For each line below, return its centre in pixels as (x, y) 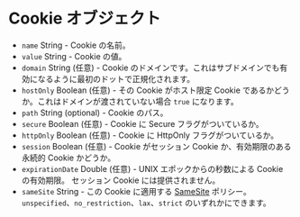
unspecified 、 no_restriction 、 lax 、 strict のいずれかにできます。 (146, 203)
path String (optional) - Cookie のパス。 (95, 113)
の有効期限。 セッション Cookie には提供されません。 (121, 180)
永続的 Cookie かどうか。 (68, 158)
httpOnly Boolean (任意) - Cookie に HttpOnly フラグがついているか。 (150, 135)
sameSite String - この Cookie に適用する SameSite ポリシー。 (136, 191)
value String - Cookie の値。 (74, 56)
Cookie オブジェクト (85, 18)
